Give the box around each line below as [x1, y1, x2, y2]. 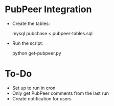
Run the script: [12, 40, 43, 46]
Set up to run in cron [12, 85, 56, 91]
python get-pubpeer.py [12, 50, 62, 56]
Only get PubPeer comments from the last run [12, 90, 109, 96]
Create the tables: [12, 20, 50, 26]
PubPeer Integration [5, 4, 92, 15]
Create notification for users [12, 95, 72, 101]
